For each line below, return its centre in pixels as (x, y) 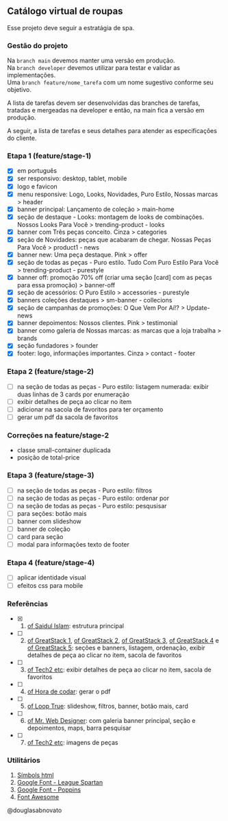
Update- (198, 308)
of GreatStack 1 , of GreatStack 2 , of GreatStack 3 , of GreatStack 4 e (123, 640)
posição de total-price (48, 457)
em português (37, 171)
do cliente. (22, 138)
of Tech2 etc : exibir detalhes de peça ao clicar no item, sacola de (119, 669)
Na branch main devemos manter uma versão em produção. (91, 60)
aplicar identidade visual (51, 578)
